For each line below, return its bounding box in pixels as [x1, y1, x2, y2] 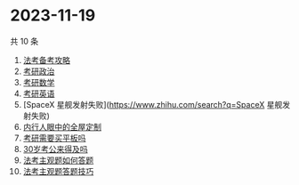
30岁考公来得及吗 [22, 143, 88, 154]
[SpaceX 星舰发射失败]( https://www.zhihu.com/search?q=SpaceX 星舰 [22, 99, 283, 109]
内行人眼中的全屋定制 [22, 121, 101, 132]
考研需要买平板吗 [22, 133, 86, 143]
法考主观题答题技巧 [22, 165, 94, 176]
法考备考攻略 [22, 54, 70, 65]
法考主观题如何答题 [22, 155, 94, 165]
